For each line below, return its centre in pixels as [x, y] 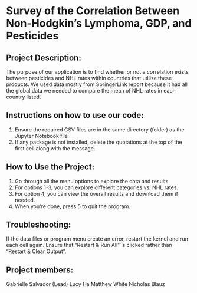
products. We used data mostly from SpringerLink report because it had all [97, 84]
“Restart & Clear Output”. [36, 251]
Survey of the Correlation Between [93, 11]
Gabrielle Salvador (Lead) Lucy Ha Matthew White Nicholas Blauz [86, 284]
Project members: [40, 270]
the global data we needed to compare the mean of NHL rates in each [91, 90]
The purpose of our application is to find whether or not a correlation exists [97, 72]
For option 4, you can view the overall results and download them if [96, 193]
